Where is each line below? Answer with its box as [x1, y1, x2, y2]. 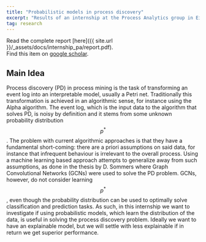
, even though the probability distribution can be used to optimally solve [6, 196, 188, 203]
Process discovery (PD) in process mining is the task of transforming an [6, 84, 188, 92]
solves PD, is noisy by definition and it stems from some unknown [6, 110, 172, 118]
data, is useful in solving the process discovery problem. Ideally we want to [6, 216, 197, 223]
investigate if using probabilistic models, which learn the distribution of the [6, 209, 195, 216]
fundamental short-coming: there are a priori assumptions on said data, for [6, 143, 196, 151]
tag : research [6, 20, 43, 26]
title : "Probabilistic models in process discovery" [6, 9, 144, 15]
